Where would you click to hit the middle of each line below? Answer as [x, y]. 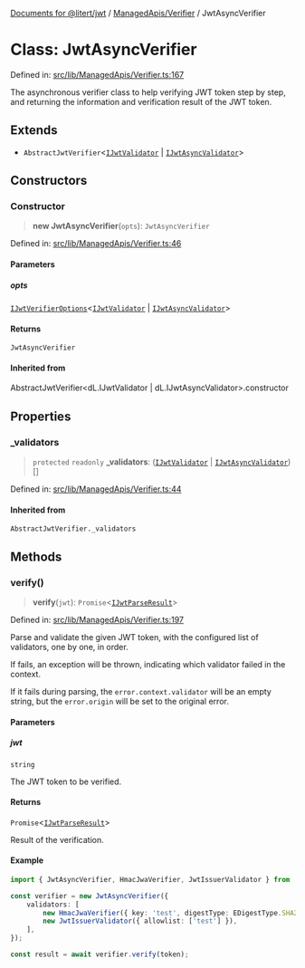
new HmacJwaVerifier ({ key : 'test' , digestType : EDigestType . [162, 913]
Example [27, 860]
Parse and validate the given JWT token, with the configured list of [134, 637]
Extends [34, 130]
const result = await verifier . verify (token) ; [100, 954]
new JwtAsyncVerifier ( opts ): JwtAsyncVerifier [121, 226]
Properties [41, 416]
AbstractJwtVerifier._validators [73, 529]
